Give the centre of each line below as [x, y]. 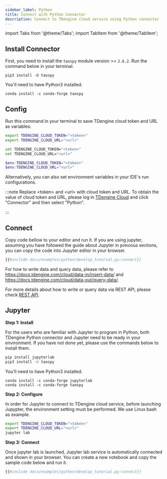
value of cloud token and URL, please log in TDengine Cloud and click [77, 197]
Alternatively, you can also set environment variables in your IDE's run [77, 177]
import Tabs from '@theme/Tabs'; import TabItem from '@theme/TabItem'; [82, 33]
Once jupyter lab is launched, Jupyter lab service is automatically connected [84, 452]
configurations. [21, 182]
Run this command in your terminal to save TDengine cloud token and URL [82, 121]
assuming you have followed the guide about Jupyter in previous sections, [82, 245]
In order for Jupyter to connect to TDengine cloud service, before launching [83, 404]
